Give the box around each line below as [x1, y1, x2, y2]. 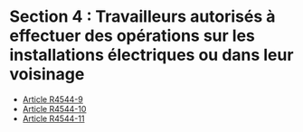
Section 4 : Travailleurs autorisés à [9, 6, 276, 27]
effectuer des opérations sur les [9, 25, 256, 46]
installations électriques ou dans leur [9, 45, 294, 65]
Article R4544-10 [22, 103, 87, 114]
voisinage [9, 64, 85, 85]
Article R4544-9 [22, 93, 83, 105]
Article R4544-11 [22, 113, 85, 124]
